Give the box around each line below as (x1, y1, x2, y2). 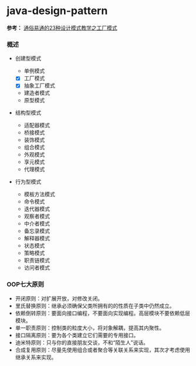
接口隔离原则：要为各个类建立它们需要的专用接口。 (15, 331, 139, 338)
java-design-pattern (6, 4, 108, 18)
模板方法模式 (23, 191, 55, 198)
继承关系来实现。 (15, 354, 57, 361)
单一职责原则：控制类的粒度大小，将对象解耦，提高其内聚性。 (15, 324, 165, 331)
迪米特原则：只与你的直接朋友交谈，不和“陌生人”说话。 (15, 339, 149, 346)
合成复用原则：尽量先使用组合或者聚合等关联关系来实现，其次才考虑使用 (15, 346, 190, 353)
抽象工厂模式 (23, 82, 55, 89)
